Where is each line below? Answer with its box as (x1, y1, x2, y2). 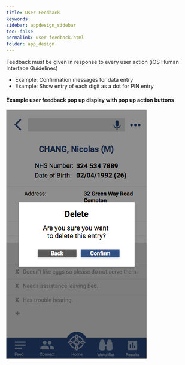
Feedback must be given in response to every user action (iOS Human (6, 59, 180, 65)
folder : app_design (6, 41, 55, 47)
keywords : (6, 16, 31, 22)
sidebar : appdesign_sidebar (6, 22, 77, 28)
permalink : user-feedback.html (6, 35, 84, 41)
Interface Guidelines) (6, 65, 58, 72)
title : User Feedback (6, 10, 60, 16)
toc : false (6, 29, 34, 35)
